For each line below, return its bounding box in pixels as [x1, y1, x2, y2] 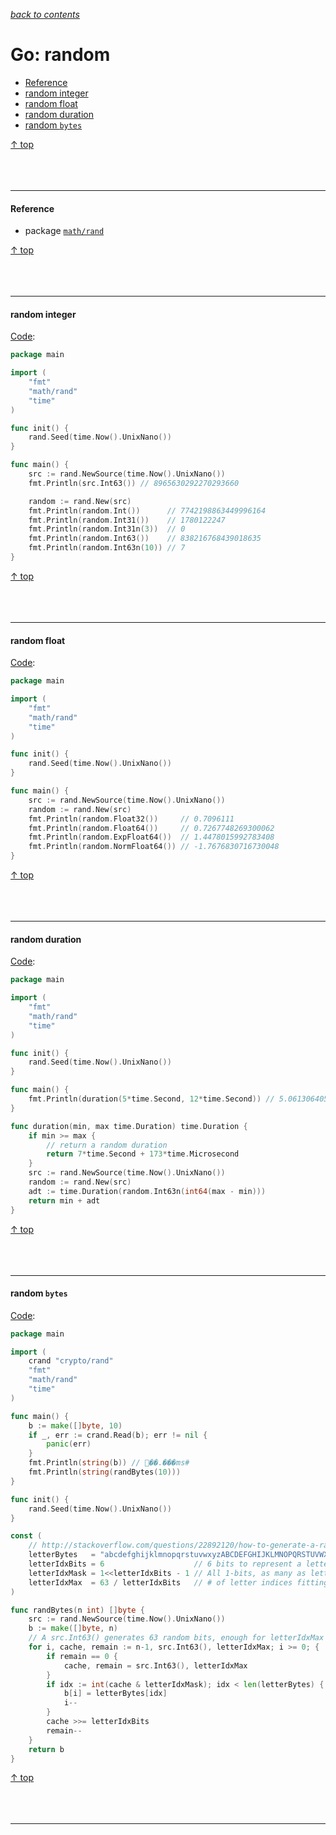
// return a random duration [46, 1140, 168, 1150]
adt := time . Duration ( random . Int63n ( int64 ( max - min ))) [28, 1186, 267, 1196]
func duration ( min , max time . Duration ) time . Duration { [10, 1121, 248, 1131]
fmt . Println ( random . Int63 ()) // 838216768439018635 [28, 534, 262, 544]
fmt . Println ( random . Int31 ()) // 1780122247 [28, 515, 226, 525]
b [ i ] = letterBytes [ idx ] [63, 1689, 168, 1699]
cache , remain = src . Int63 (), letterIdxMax [63, 1660, 248, 1671]
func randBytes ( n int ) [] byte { [10, 1605, 145, 1615]
